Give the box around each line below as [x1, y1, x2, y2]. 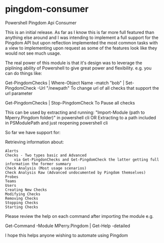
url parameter [5, 90, 33, 96]
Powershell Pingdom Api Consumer [5, 20, 77, 26]
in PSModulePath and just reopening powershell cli [5, 120, 108, 126]
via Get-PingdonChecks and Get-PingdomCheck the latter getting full [14, 157, 160, 162]
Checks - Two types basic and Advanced [5, 153, 87, 158]
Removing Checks [5, 196, 38, 201]
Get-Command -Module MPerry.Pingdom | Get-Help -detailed [5, 223, 130, 229]
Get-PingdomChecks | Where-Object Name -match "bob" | [5, 80, 125, 86]
